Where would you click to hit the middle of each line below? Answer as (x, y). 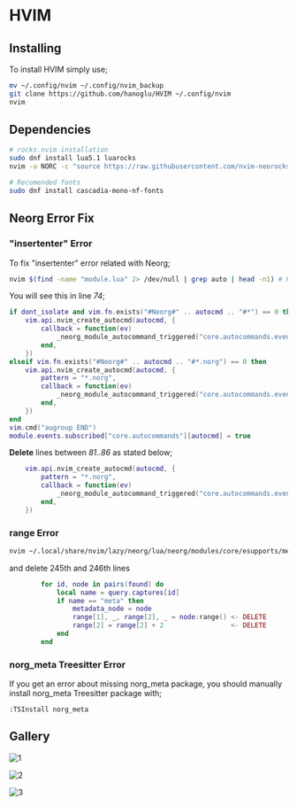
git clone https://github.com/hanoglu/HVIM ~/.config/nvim (120, 94)
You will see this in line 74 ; (57, 296)
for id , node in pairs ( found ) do (103, 584)
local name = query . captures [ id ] (118, 593)
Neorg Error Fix (52, 218)
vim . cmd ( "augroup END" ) (53, 427)
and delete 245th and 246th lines (70, 568)
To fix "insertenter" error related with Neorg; (90, 263)
